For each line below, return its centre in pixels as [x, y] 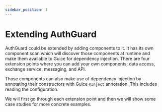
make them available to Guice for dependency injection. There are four [78, 58]
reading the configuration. [32, 89]
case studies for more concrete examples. [48, 104]
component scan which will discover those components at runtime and [78, 53]
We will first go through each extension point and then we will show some [81, 99]
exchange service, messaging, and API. [45, 69]
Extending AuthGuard [51, 34]
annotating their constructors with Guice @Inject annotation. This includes [81, 84]
